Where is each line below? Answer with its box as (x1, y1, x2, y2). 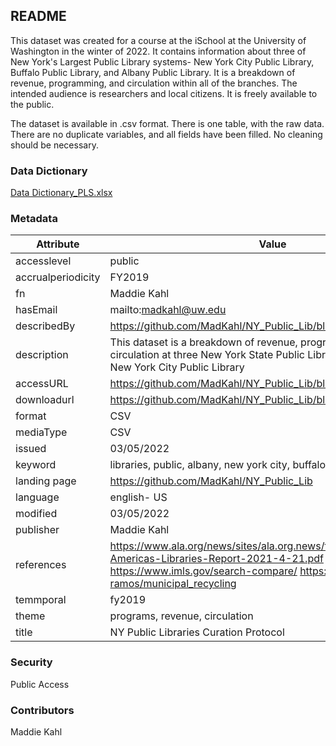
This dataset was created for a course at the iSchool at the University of (10, 34, 307, 46)
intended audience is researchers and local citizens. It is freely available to (10, 87, 318, 99)
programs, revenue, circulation (109, 609, 254, 623)
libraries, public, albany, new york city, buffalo (109, 458, 327, 472)
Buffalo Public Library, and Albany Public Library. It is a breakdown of (10, 66, 296, 78)
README (10, 8, 67, 25)
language (15, 490, 60, 504)
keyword (15, 458, 57, 472)
